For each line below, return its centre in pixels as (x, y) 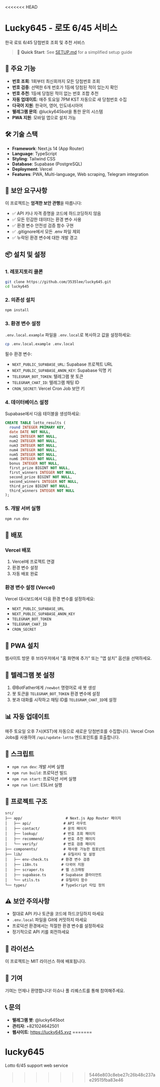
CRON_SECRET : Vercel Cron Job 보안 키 (48, 389)
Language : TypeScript (34, 153)
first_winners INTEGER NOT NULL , (43, 473)
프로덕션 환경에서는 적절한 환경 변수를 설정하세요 (58, 926)
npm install (17, 310)
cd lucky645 (17, 286)
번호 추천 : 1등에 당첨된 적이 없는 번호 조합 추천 (55, 93)
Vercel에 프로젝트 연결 (33, 561)
